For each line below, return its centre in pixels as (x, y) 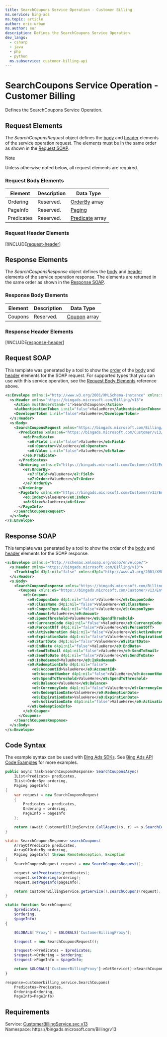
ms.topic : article (24, 19)
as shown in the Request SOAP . (37, 148)
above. (12, 386)
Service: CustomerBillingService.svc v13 (46, 1024)
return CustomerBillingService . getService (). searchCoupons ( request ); (88, 891)
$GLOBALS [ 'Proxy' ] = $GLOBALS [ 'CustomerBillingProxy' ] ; (73, 932)
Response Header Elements (39, 332)
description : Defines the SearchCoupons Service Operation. (69, 33)
